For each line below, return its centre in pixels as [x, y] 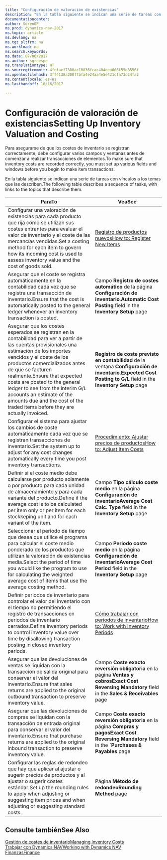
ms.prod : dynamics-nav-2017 [34, 28]
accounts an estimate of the [40, 394]
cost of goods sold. [30, 266]
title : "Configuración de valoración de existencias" [62, 10]
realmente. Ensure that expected [45, 376]
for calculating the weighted [40, 574]
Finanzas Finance [23, 853]
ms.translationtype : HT [30, 65]
